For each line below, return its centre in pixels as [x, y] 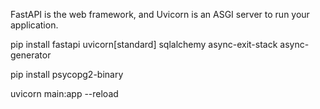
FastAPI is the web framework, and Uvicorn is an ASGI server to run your [160, 14]
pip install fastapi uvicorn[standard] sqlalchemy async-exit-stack [144, 44]
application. [34, 25]
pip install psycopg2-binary [67, 74]
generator [31, 55]
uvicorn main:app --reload [64, 93]
